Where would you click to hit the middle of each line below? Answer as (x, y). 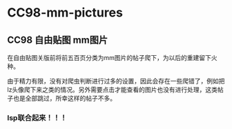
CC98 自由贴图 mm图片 (58, 40)
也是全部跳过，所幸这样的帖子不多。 (64, 98)
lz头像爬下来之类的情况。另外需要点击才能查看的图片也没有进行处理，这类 (113, 90)
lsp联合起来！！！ (37, 117)
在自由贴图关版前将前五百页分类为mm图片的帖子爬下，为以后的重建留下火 (112, 58)
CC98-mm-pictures (65, 13)
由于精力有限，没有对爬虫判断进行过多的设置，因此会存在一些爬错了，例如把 (116, 81)
